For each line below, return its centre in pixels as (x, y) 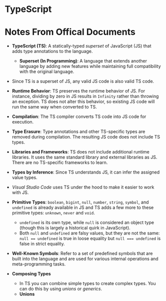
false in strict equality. (42, 244)
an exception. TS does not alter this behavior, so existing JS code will (83, 101)
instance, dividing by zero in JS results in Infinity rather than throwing (85, 96)
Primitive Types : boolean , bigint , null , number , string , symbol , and (80, 202)
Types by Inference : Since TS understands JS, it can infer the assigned (86, 172)
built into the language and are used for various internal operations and (85, 259)
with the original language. (47, 71)
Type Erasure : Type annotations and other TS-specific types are (78, 131)
